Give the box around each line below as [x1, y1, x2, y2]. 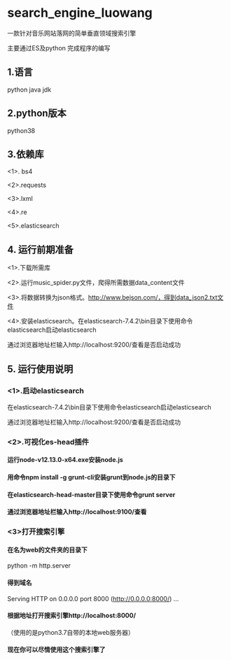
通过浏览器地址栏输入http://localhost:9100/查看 [7, 507, 147, 516]
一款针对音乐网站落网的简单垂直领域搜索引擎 [7, 29, 136, 37]
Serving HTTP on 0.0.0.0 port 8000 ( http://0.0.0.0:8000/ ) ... [7, 594, 179, 603]
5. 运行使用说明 [7, 363, 73, 375]
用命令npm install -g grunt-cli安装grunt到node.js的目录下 [7, 472, 176, 481]
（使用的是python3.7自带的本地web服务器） [7, 628, 134, 636]
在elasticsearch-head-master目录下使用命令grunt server [7, 490, 176, 498]
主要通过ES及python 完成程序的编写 [7, 43, 111, 52]
